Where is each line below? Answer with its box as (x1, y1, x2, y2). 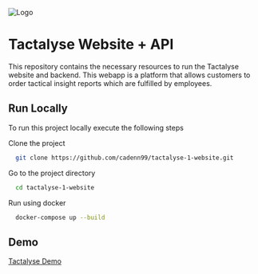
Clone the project (8, 138, 65, 147)
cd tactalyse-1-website (15, 183, 94, 191)
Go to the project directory (8, 168, 96, 178)
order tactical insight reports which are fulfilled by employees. (8, 78, 212, 88)
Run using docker (8, 198, 66, 207)
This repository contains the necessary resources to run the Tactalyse (8, 61, 240, 71)
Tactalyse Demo (8, 256, 62, 266)
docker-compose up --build (15, 213, 105, 221)
